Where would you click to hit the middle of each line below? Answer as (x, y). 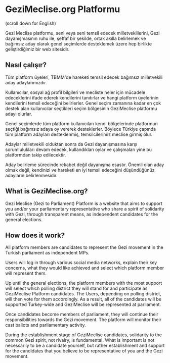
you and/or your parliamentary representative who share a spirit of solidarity (85, 209)
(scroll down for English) (31, 23)
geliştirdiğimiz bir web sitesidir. (37, 49)
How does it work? (35, 235)
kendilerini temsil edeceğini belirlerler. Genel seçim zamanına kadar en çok (83, 103)
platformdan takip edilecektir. (36, 154)
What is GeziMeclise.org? (47, 191)
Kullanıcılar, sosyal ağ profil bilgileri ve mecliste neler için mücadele (75, 92)
